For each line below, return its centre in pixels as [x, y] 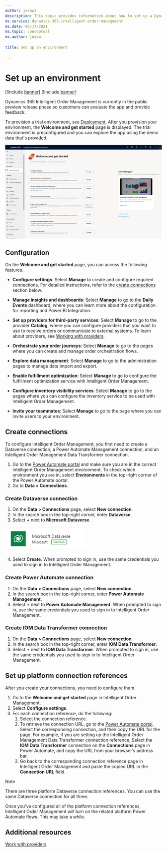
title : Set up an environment [37, 47]
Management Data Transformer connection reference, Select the [86, 740]
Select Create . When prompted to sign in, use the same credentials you [85, 559]
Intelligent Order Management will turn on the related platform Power [76, 811]
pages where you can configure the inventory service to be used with [83, 396]
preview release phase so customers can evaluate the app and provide [78, 107]
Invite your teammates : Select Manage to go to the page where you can [87, 411]
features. [14, 270]
